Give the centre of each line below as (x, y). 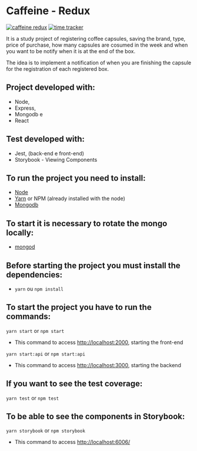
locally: (20, 232)
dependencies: (34, 275)
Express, (25, 108)
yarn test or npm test (33, 398)
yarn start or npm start (35, 331)
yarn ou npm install (39, 289)
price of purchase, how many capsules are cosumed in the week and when (97, 45)
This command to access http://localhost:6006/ (72, 442)
